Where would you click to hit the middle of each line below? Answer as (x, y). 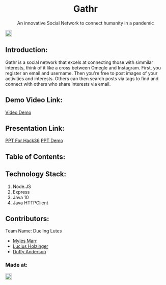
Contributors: (27, 218)
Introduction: (26, 50)
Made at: (17, 265)
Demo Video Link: (34, 100)
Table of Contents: (35, 157)
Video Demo (18, 112)
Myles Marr (25, 241)
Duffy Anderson (29, 252)
